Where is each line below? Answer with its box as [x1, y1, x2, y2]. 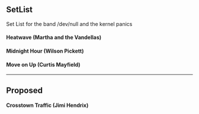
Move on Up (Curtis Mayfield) [6, 61, 81, 68]
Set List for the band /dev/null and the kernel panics [6, 20, 133, 27]
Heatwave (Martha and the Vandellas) [6, 34, 102, 41]
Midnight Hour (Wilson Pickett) [6, 47, 84, 54]
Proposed [6, 85, 43, 95]
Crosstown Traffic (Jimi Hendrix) [6, 102, 89, 109]
